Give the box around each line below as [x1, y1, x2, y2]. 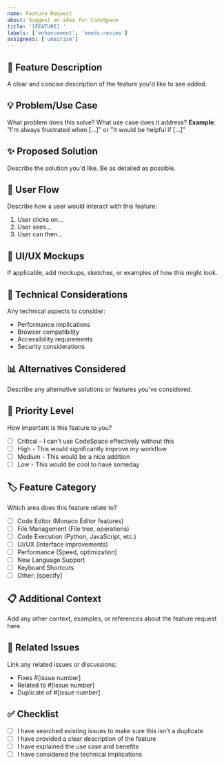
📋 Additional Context [7, 592, 101, 605]
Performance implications [17, 321, 91, 328]
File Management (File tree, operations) [17, 525, 130, 533]
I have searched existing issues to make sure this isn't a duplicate [17, 726, 203, 735]
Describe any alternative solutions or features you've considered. [7, 385, 193, 393]
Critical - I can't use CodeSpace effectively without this [17, 437, 174, 445]
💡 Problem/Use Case [7, 100, 98, 111]
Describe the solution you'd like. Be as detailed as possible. [7, 164, 176, 172]
